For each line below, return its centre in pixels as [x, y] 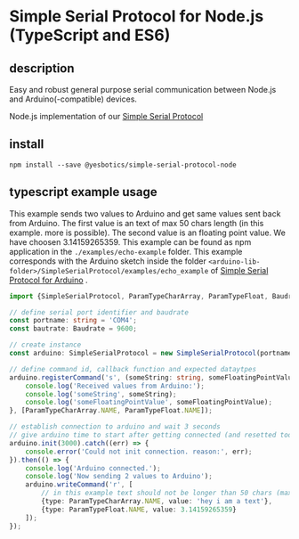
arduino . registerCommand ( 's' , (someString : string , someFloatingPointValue [153, 377]
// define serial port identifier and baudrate [99, 312]
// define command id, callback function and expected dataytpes [133, 369]
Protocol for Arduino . [48, 280]
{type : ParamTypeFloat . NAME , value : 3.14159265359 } [139, 510]
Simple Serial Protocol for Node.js [137, 16]
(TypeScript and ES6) [90, 35]
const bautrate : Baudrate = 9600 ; [73, 329]
